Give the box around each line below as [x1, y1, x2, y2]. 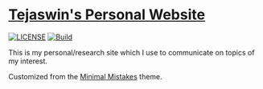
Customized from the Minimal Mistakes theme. [8, 71, 162, 81]
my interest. [8, 56, 48, 66]
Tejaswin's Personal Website [8, 6, 206, 24]
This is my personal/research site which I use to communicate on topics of [8, 47, 255, 57]
